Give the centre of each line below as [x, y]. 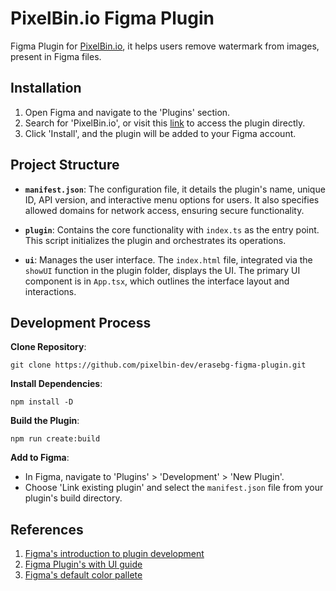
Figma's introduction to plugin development [114, 554]
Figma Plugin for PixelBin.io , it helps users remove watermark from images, [165, 46]
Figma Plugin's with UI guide [83, 564]
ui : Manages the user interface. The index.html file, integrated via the [168, 259]
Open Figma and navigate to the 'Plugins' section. [127, 112]
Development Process [81, 322]
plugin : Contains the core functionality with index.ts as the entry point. [172, 229]
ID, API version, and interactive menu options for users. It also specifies [172, 199]
